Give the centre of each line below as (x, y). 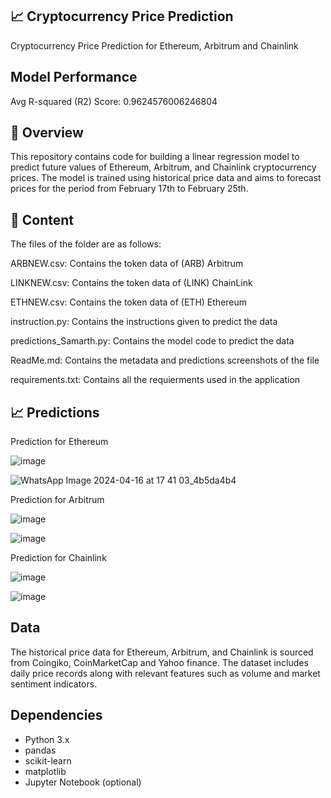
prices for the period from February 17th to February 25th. (129, 189)
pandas (40, 750)
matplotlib (45, 771)
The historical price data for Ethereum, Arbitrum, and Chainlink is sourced (162, 652)
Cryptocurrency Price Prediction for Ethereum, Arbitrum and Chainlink (154, 45)
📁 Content (42, 219)
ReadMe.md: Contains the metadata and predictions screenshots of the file (165, 360)
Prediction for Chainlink (58, 558)
